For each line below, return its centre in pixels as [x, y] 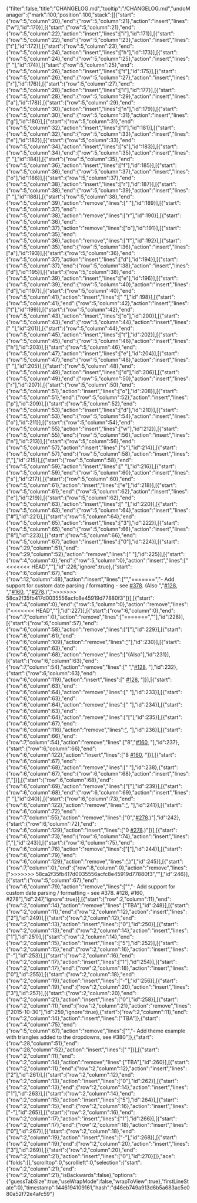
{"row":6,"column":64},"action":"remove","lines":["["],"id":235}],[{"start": [94, 717]
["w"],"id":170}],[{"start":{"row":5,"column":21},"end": [71, 27]
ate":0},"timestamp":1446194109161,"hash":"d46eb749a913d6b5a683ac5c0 [98, 1188]
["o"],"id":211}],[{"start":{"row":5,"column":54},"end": [70, 422]
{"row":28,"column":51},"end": [43, 1043]
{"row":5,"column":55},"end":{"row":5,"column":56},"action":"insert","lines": [98, 435]
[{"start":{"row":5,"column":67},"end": [52, 880]
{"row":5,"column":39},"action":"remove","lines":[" [67, 203]
